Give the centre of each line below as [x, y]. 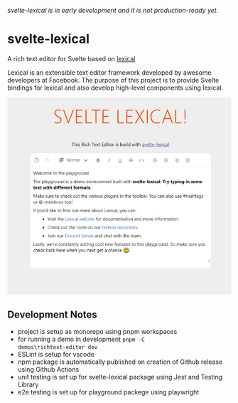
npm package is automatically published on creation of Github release [120, 362]
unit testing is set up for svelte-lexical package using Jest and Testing [120, 377]
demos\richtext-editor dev [58, 347]
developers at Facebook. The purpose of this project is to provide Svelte [113, 80]
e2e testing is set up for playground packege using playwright [108, 392]
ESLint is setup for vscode [56, 355]
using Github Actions [48, 370]
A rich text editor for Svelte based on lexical [71, 58]
